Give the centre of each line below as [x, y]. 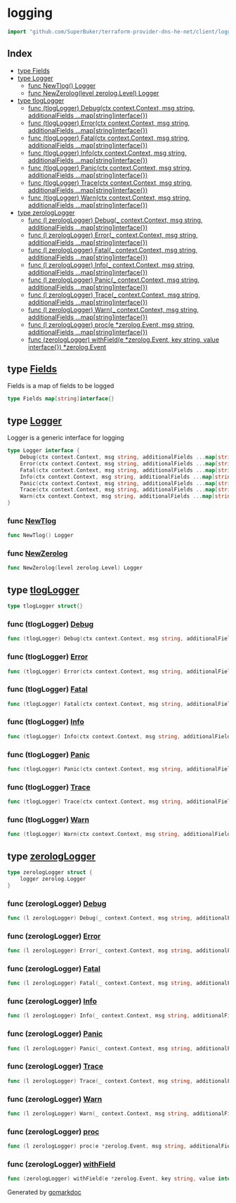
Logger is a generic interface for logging [66, 438]
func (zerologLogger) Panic [55, 1034]
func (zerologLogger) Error [54, 936]
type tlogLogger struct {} [45, 606]
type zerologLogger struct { [50, 873]
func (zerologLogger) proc [53, 1131]
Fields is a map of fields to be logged [61, 386]
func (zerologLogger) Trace [55, 1067]
